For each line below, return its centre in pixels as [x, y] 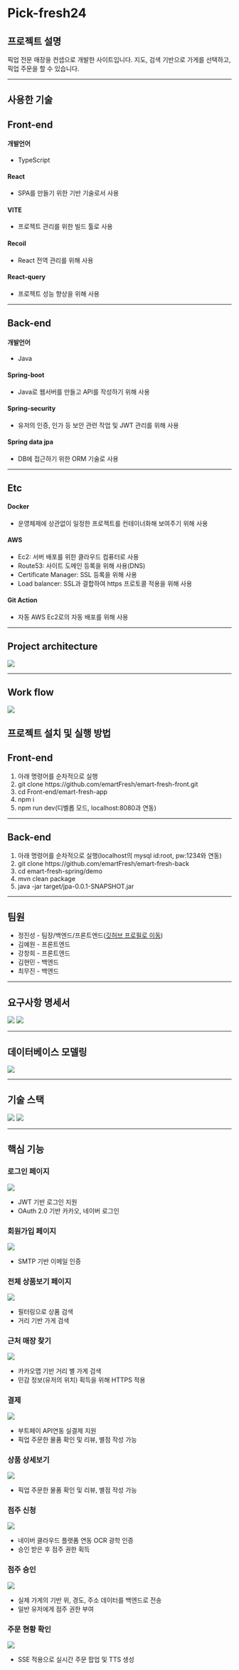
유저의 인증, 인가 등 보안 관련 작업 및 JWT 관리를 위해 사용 [98, 425]
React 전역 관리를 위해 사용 [55, 260]
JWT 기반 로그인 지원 [47, 1202]
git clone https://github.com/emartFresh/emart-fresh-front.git [108, 784]
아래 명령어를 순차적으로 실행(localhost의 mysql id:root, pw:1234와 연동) [119, 855]
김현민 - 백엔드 [38, 962]
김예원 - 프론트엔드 [44, 945]
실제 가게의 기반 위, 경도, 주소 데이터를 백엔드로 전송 [90, 1600]
